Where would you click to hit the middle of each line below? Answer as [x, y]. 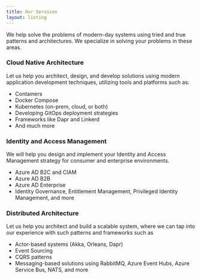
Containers [28, 94]
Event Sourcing [34, 251]
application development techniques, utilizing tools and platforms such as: [98, 82]
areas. [14, 47]
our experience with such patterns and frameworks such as [80, 233]
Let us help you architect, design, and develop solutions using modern [93, 76]
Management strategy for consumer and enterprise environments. [88, 161]
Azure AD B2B [33, 179]
